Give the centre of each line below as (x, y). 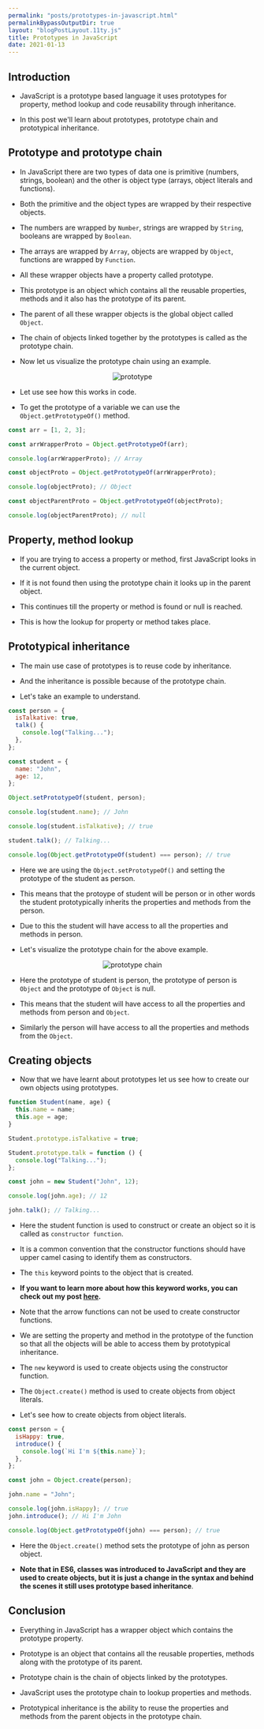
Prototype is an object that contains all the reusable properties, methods (137, 1653)
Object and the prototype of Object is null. (87, 988)
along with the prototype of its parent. (81, 1662)
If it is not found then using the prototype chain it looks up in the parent (135, 583)
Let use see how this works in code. (78, 392)
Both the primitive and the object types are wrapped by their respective (136, 204)
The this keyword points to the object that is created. (106, 1273)
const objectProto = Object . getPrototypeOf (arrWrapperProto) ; (112, 473)
